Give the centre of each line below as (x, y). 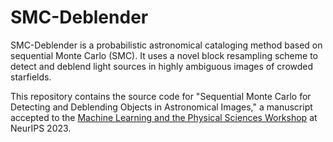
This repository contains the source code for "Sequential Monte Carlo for (161, 96)
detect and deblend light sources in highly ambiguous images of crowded (162, 66)
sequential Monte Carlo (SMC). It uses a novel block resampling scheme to (164, 55)
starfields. (31, 77)
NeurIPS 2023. (41, 128)
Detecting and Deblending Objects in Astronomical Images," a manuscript (161, 107)
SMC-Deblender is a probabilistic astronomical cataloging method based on (166, 45)
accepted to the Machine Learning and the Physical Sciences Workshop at (164, 117)
